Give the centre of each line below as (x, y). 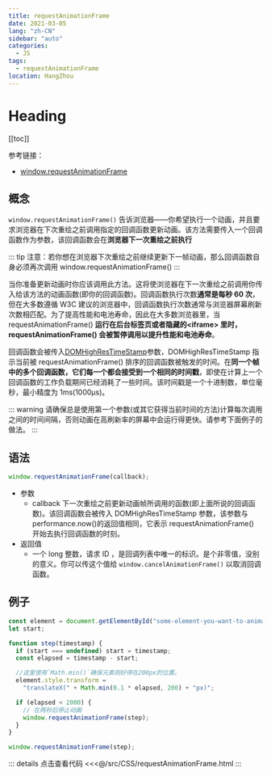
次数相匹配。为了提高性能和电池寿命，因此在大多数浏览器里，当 (114, 314)
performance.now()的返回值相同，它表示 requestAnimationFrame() (143, 524)
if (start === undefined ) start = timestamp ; (94, 651)
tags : (17, 61)
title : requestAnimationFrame (59, 16)
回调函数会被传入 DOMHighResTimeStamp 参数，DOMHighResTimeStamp (129, 352)
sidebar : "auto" (35, 38)
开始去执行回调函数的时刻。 (78, 533)
